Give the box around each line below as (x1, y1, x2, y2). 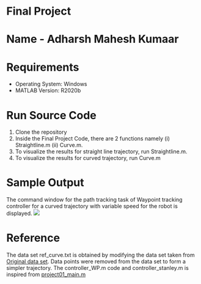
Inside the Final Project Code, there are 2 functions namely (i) (15, 135, 170, 142)
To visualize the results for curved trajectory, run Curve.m (15, 155, 161, 162)
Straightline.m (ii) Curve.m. (15, 142, 83, 149)
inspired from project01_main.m (6, 271, 86, 279)
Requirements (6, 60, 79, 74)
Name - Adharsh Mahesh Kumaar (6, 32, 179, 46)
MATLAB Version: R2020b (15, 87, 81, 94)
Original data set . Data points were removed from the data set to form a (6, 258, 186, 265)
